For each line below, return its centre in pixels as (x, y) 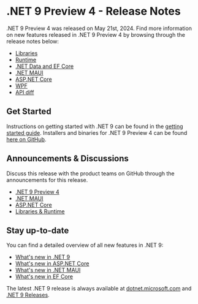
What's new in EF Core (44, 276)
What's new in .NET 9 (43, 257)
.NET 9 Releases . (28, 295)
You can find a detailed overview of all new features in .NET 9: (85, 245)
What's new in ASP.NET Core (52, 264)
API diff (25, 92)
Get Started (29, 112)
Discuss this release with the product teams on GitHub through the (90, 173)
